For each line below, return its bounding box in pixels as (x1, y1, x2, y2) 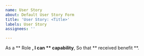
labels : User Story (5, 21, 47, 27)
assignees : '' (5, 26, 36, 32)
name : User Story (5, 7, 43, 13)
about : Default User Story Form (5, 12, 74, 17)
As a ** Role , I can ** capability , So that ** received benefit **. (5, 45, 139, 51)
